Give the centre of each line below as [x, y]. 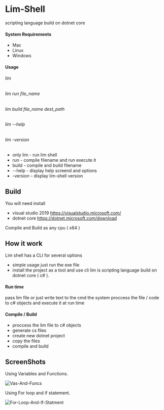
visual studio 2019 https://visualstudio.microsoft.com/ [67, 213]
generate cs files [29, 330]
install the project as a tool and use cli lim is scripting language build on [84, 270]
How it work [24, 243]
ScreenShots [25, 362]
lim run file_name [23, 93]
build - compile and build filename [47, 165]
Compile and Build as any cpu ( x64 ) [43, 228]
